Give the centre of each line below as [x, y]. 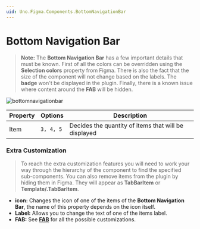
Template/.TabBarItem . [50, 189]
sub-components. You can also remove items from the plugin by [99, 176]
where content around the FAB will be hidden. [77, 89]
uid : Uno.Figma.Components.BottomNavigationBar [66, 12]
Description [130, 115]
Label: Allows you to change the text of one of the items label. [91, 213]
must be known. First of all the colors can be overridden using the [101, 64]
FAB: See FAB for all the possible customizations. [75, 219]
